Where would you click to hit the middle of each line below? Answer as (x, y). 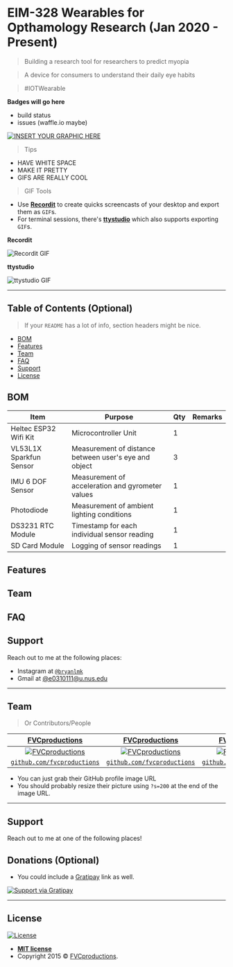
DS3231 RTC (32, 525)
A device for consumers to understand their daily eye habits (110, 75)
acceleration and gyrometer (117, 485)
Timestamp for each (104, 525)
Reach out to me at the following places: (64, 657)
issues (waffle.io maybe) (52, 122)
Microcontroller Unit (104, 433)
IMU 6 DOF (29, 481)
